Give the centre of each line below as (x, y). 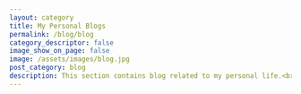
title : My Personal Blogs (57, 26)
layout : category (42, 17)
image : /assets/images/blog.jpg (69, 59)
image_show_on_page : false (60, 51)
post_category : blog (48, 68)
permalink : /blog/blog (52, 34)
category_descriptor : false (62, 43)
